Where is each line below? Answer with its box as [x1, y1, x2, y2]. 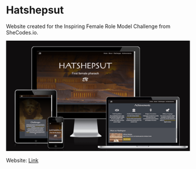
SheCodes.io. [6, 29, 39, 36]
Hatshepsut [6, 3, 64, 17]
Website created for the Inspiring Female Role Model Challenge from [6, 23, 171, 30]
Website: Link [6, 157, 39, 164]
